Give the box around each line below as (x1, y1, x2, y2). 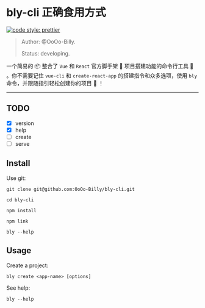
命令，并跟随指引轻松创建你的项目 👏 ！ (6, 79, 104, 87)
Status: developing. (21, 49, 70, 57)
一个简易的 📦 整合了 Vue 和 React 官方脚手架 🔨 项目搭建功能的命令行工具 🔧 (6, 62, 194, 70)
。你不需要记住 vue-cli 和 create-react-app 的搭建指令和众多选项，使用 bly (6, 71, 197, 79)
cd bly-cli (6, 196, 34, 203)
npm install (6, 207, 37, 213)
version (15, 120, 35, 127)
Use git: (6, 174, 26, 182)
